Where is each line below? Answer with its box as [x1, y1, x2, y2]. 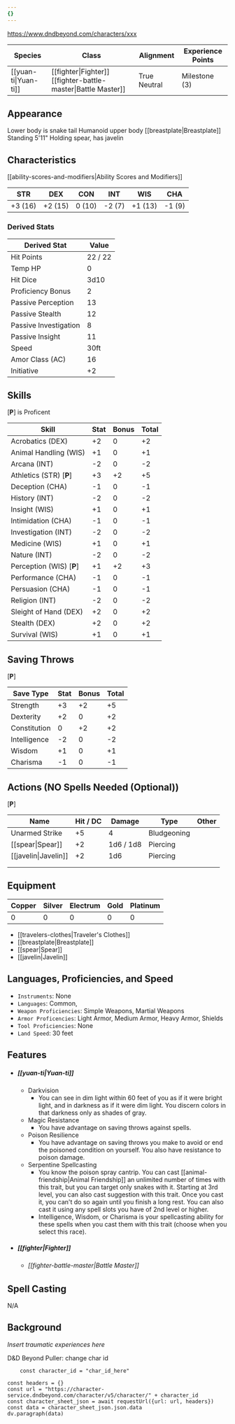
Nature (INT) [10, 550, 52, 560]
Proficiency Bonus [10, 286, 71, 296]
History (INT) [10, 493, 54, 503]
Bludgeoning [148, 828, 190, 838]
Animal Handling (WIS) [10, 448, 85, 458]
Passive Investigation [10, 320, 80, 330]
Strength [10, 700, 40, 710]
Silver [43, 901, 63, 910]
